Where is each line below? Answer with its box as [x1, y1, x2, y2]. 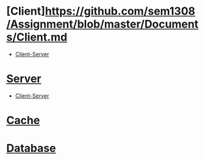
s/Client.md [6, 31, 68, 44]
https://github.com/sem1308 [45, 4, 196, 18]
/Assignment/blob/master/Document [6, 17, 199, 31]
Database [6, 142, 56, 155]
